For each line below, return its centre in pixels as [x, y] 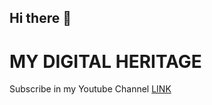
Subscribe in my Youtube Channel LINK [90, 89]
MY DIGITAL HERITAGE [105, 61]
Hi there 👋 [40, 18]
